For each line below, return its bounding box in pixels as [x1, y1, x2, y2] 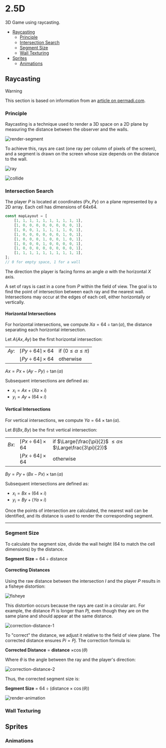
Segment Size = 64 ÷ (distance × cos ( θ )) [5, 686, 90, 692]
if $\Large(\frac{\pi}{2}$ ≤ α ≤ [52, 438, 123, 445]
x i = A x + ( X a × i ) [12, 387, 47, 394]
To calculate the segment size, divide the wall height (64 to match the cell [5, 541, 155, 547]
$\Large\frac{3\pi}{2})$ [52, 444, 107, 451]
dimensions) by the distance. [5, 546, 64, 552]
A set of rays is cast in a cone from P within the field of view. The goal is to [5, 283, 157, 289]
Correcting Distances [5, 567, 50, 573]
